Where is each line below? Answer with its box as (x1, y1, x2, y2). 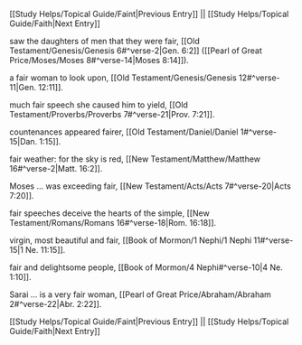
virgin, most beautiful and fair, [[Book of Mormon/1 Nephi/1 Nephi (9, 235, 252, 246)
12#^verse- (238, 72, 280, 83)
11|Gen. (9, 82, 36, 92)
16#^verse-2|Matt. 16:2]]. (9, 163, 103, 173)
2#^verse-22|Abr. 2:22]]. (9, 299, 102, 309)
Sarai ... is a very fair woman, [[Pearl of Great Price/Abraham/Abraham (9, 289, 271, 300)
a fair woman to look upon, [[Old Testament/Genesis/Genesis (9, 72, 237, 83)
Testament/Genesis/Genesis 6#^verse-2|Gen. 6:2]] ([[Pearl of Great (9, 45, 262, 56)
